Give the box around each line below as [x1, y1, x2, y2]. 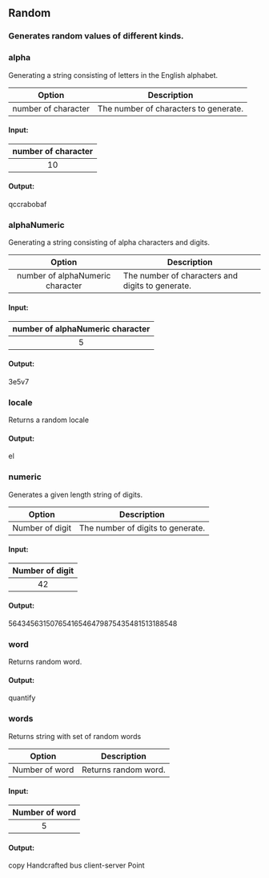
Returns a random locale [8, 415, 90, 425]
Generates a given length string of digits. [8, 490, 143, 499]
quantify [8, 693, 36, 703]
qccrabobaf [8, 200, 47, 209]
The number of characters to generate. [97, 103, 244, 114]
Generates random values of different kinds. [8, 30, 184, 42]
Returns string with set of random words [8, 731, 142, 741]
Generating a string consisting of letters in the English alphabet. [8, 70, 219, 79]
